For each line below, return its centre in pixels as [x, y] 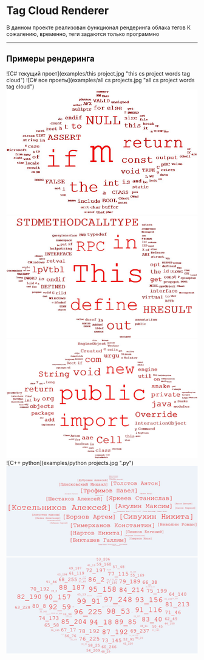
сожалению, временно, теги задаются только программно [83, 34]
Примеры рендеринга [51, 59]
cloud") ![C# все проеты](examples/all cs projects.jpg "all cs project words [100, 80]
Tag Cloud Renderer [58, 11]
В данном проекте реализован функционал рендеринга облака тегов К [99, 27]
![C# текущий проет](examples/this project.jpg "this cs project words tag [98, 73]
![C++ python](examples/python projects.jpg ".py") [70, 463]
